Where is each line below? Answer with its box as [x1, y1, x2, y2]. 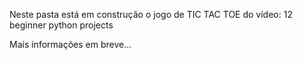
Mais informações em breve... [9, 39, 132, 50]
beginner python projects [9, 19, 114, 31]
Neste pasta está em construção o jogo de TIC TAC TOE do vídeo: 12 [9, 9, 293, 20]
